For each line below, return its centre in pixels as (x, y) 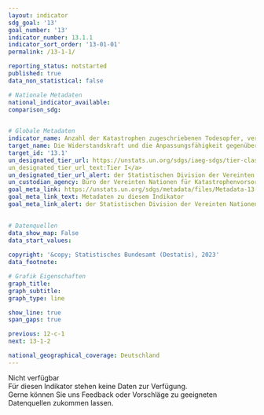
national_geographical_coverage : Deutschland (84, 355)
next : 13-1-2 (29, 342)
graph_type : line (37, 298)
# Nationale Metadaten (45, 95)
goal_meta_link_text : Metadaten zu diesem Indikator (96, 197)
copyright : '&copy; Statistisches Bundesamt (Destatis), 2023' (114, 255)
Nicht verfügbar (34, 377)
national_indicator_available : (59, 102)
